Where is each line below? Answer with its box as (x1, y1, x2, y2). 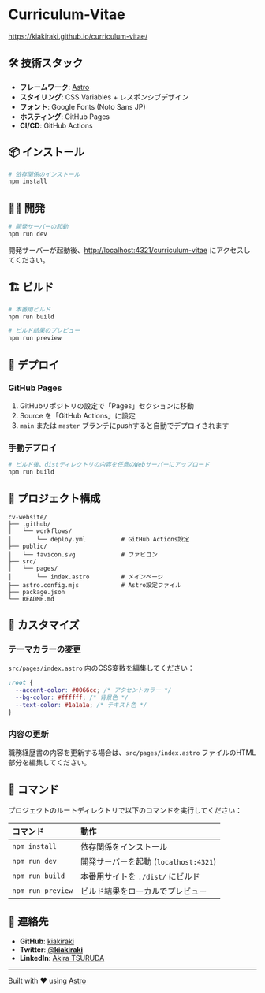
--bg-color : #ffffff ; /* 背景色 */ (15, 694, 129, 702)
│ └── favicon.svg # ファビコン (8, 550, 158, 559)
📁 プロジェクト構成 (8, 492, 101, 505)
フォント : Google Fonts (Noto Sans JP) (19, 102, 146, 111)
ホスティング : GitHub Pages (19, 112, 110, 121)
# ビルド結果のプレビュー (8, 327, 80, 335)
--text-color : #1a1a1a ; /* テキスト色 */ (15, 701, 147, 709)
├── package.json (8, 588, 65, 596)
